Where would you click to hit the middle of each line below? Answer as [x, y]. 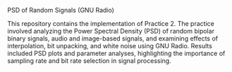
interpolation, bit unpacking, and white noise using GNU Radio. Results [110, 46]
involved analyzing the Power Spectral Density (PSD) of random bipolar [111, 31]
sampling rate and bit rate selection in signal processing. [89, 61]
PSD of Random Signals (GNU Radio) [61, 10]
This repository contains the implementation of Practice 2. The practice [111, 23]
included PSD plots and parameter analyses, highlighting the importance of [116, 53]
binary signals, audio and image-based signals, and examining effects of [113, 38]
